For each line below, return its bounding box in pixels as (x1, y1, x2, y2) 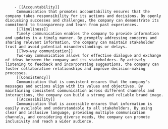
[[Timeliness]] (16, 27, 49, 32)
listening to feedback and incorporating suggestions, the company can (5, 62, 159, 67)
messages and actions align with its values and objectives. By (5, 84, 143, 89)
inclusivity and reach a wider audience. (5, 119, 94, 124)
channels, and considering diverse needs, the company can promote (5, 114, 150, 119)
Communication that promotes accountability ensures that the (16, 9, 150, 14)
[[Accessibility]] (16, 97, 55, 102)
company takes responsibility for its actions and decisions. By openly (5, 14, 161, 19)
